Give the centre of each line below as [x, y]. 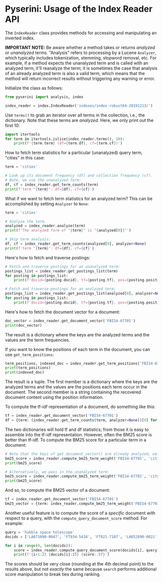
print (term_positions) [28, 368]
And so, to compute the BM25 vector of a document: [58, 490]
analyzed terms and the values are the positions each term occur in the [76, 387]
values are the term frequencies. [38, 340]
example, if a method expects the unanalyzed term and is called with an [77, 63]
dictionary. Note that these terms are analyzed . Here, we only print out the [79, 120]
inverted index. [20, 38]
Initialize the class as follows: [34, 88]
